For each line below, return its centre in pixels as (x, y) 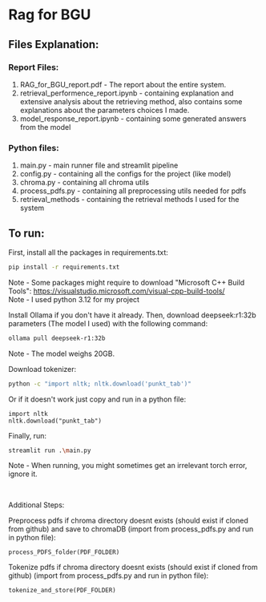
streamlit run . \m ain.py (50, 450)
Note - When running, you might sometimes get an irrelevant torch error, (128, 466)
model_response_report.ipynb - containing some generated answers (133, 119)
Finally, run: (27, 435)
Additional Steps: (36, 505)
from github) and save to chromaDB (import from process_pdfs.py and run (131, 529)
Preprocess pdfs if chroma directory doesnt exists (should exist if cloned (128, 521)
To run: (26, 233)
